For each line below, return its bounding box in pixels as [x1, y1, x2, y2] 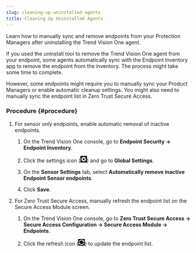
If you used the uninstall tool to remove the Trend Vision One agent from [6, 50, 180, 57]
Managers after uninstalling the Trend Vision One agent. [6, 39, 141, 46]
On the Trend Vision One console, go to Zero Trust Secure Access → [23, 214, 191, 222]
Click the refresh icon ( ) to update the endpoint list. [23, 240, 153, 247]
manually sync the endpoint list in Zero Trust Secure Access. [6, 93, 153, 100]
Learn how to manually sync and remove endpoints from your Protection [6, 32, 181, 39]
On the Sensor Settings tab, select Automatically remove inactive [23, 168, 185, 175]
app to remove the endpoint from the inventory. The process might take [6, 62, 178, 70]
